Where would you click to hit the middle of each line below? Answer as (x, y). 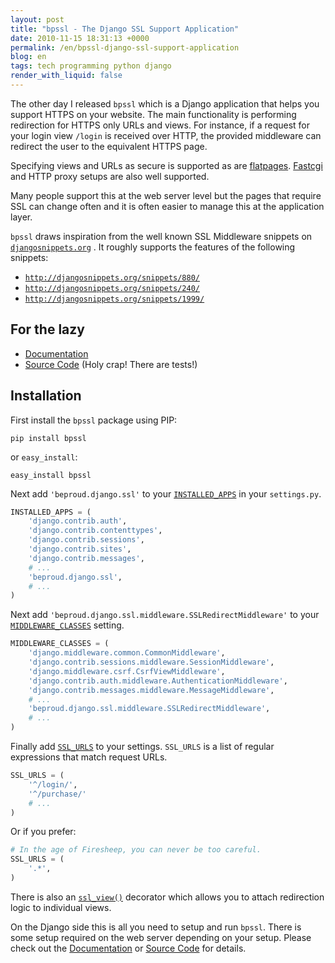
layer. (21, 217)
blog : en (28, 57)
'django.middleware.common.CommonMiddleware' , (127, 653)
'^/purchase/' (57, 794)
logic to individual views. (61, 907)
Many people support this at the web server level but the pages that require (166, 195)
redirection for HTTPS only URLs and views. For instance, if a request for (160, 125)
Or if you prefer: (43, 832)
